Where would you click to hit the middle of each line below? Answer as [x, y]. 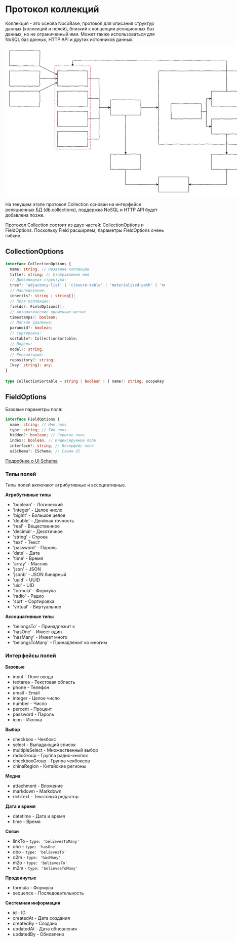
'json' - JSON [27, 569]
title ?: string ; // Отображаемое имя [50, 274]
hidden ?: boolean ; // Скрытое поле [47, 435]
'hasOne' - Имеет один [37, 632]
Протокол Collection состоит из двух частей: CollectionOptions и [75, 225]
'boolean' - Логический [38, 505]
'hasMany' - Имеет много [40, 637]
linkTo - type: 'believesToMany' [46, 841]
